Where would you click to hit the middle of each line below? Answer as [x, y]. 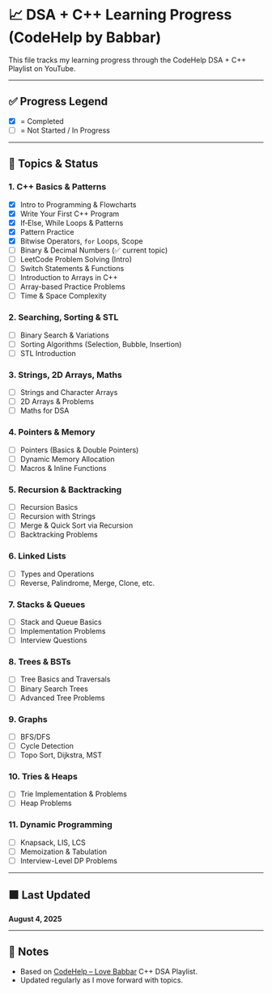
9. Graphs [28, 719]
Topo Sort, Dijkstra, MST [61, 755]
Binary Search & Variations [64, 335]
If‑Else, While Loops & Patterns [72, 223]
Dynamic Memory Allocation [67, 459]
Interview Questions [53, 640]
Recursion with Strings [57, 516]
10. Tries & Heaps [43, 777]
